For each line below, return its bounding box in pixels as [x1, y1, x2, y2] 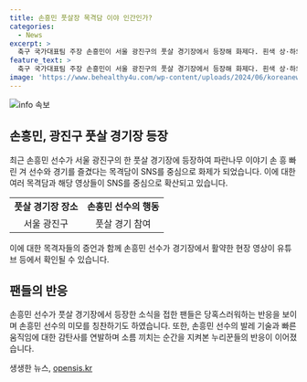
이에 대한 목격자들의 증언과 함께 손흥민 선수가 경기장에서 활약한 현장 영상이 [9, 242, 276, 253]
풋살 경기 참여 [95, 217, 152, 229]
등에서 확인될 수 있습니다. [18, 253, 110, 265]
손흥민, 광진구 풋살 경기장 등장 [9, 129, 169, 144]
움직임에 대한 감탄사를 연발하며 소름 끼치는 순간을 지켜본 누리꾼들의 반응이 [9, 332, 273, 343]
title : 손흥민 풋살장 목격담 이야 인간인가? [9, 13, 153, 23]
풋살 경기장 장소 [14, 200, 79, 213]
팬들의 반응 [9, 282, 69, 298]
